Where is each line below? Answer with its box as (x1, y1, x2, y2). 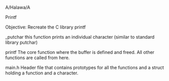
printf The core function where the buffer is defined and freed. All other (5, 49, 155, 55)
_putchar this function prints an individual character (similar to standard (5, 34, 155, 40)
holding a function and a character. (5, 70, 79, 76)
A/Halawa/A (5, 5, 30, 10)
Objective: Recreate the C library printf (5, 24, 86, 30)
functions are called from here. (5, 55, 70, 61)
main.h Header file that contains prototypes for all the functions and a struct (5, 65, 164, 70)
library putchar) (5, 39, 38, 45)
